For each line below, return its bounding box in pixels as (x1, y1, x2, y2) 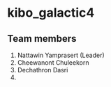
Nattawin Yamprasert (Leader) (17, 51, 105, 59)
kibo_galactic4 (7, 5, 95, 21)
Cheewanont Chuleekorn (17, 58, 89, 67)
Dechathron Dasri (17, 66, 68, 74)
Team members (7, 33, 77, 45)
